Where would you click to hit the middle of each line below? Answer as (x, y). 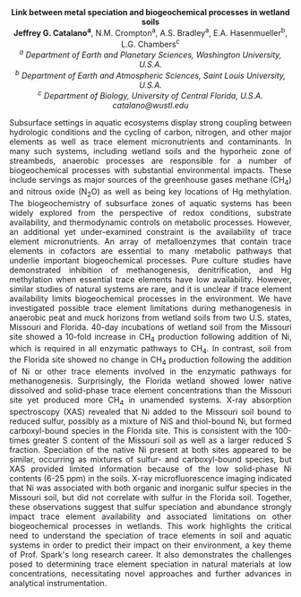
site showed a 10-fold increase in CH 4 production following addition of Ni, (150, 337)
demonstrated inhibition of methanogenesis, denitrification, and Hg (150, 270)
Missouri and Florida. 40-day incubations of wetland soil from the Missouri (150, 327)
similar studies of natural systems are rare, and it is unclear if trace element (150, 289)
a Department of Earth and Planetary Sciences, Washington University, (150, 54)
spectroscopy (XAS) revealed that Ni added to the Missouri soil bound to (150, 412)
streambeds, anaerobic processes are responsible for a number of (150, 161)
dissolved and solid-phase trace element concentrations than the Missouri (150, 391)
